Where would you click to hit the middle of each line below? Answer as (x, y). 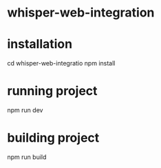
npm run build (27, 157)
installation (40, 44)
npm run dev (25, 110)
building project (53, 138)
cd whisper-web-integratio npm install (61, 63)
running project (52, 91)
